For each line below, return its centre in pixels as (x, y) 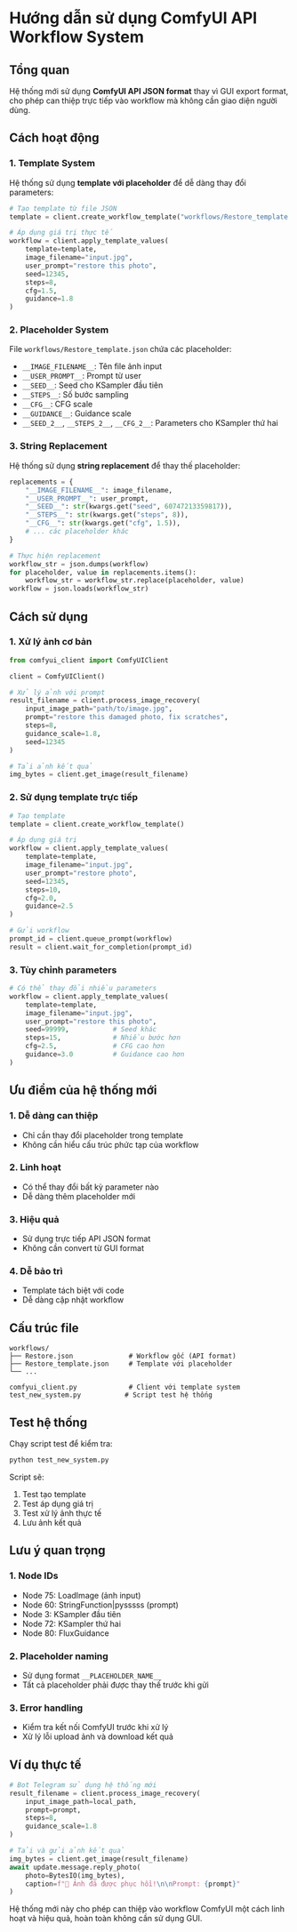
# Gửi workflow (39, 931)
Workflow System (76, 37)
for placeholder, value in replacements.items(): (103, 573)
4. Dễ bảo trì (36, 1271)
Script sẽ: (27, 1477)
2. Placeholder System (59, 330)
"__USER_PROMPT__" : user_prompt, (87, 498)
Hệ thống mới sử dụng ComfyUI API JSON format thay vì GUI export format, (149, 91)
